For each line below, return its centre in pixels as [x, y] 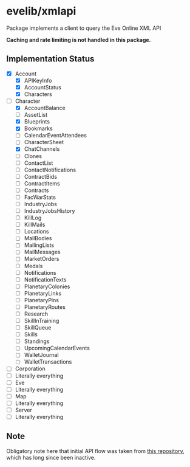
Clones [33, 156]
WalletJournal [41, 355]
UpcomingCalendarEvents [57, 348]
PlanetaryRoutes [45, 307]
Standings [37, 341]
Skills [31, 334]
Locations [36, 232]
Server [23, 410]
